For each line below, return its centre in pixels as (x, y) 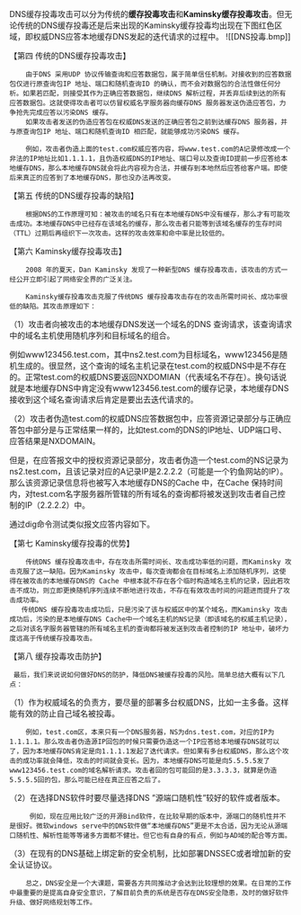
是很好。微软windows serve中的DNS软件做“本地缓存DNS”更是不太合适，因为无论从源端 (149, 826)
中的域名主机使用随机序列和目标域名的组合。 (92, 335)
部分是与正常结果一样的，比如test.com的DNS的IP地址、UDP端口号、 (160, 430)
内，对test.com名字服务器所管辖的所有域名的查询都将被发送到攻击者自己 (144, 494)
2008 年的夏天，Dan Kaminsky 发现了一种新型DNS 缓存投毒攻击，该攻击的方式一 (157, 270)
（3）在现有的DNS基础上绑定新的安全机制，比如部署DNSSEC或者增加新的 (146, 853)
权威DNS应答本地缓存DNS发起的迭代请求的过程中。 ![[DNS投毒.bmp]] (162, 36)
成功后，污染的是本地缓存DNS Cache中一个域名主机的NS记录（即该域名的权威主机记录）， (150, 619)
